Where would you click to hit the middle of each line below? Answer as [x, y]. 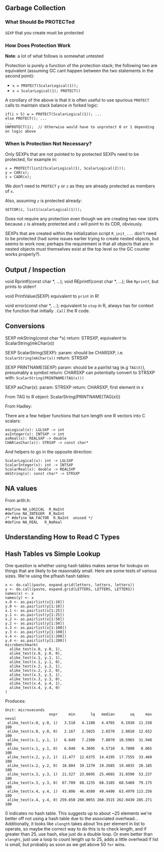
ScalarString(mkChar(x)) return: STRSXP [47, 358]
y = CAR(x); [17, 173]
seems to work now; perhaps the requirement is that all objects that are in [79, 244]
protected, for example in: [31, 160]
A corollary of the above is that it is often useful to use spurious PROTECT [77, 100]
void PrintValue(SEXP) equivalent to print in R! [52, 296]
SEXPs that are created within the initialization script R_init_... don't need [81, 233]
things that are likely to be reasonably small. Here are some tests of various [81, 571]
